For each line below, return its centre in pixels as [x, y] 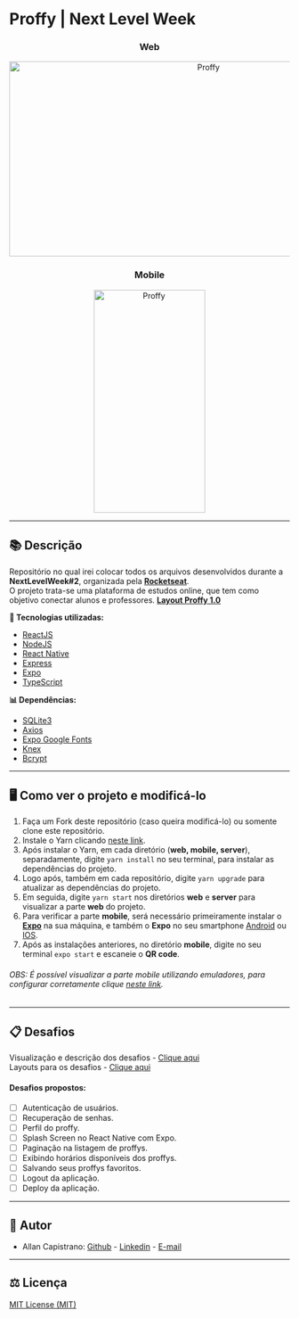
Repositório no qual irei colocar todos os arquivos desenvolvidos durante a [146, 572]
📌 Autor [31, 1225]
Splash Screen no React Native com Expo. [99, 1138]
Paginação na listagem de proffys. [85, 1148]
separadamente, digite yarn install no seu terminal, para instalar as [148, 860]
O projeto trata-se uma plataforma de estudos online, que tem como [134, 590]
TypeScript [42, 681]
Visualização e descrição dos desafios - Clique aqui [105, 1058]
